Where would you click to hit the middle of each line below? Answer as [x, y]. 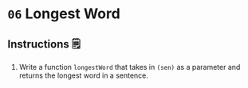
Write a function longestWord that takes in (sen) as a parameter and [130, 67]
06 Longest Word [64, 14]
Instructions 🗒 [44, 44]
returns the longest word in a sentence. [84, 75]
